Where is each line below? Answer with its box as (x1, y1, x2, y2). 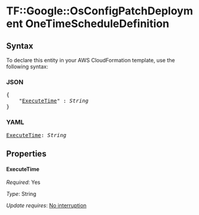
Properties (6, 149, 47, 159)
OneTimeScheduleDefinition (25, 17, 170, 31)
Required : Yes (6, 178, 41, 186)
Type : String (6, 190, 37, 198)
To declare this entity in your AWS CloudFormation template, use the (6, 57, 175, 63)
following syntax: (6, 63, 49, 70)
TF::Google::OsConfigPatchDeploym (6, 4, 194, 18)
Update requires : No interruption (6, 202, 87, 209)
